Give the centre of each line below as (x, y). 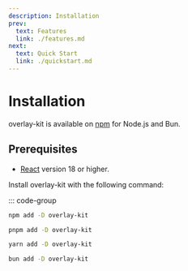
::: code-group (32, 200)
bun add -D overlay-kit (49, 259)
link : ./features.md (50, 39)
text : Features (41, 31)
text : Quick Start (47, 54)
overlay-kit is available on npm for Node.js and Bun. (94, 123)
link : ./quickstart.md (54, 62)
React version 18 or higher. (64, 169)
